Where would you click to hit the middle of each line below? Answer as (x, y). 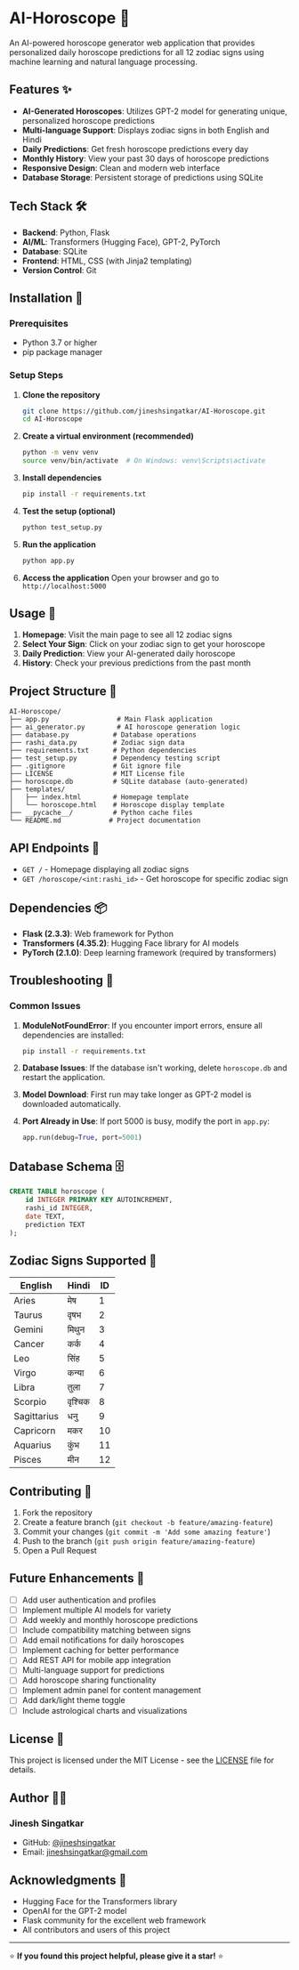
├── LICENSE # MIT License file (97, 774)
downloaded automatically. (72, 1104)
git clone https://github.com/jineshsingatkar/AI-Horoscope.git (144, 411)
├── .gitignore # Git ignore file (95, 766)
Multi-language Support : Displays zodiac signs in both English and (145, 130)
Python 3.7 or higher (60, 343)
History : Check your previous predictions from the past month (137, 663)
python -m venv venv (60, 453)
